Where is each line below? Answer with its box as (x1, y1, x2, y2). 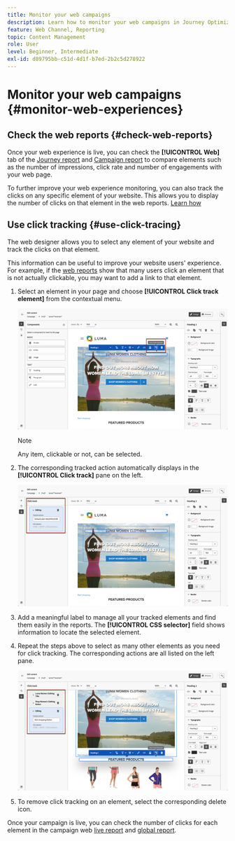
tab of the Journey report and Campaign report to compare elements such (7, 155, 222, 164)
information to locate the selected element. (17, 627, 142, 637)
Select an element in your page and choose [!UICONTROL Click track (17, 287, 219, 296)
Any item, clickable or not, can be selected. (17, 450, 142, 458)
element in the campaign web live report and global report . (7, 826, 177, 835)
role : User (7, 41, 39, 48)
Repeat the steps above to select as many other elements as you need (17, 641, 220, 650)
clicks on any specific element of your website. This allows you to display (7, 191, 219, 200)
